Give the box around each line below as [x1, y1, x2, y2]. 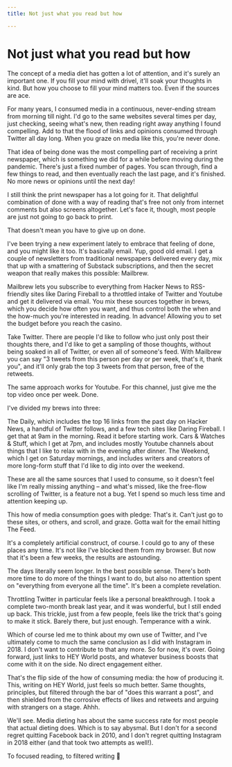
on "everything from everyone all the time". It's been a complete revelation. [7, 581, 222, 589]
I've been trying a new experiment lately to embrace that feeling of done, [7, 239, 215, 248]
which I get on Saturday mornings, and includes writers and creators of [7, 454, 211, 462]
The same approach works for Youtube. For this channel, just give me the [7, 383, 217, 391]
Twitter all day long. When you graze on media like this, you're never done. [7, 134, 220, 142]
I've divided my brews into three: [7, 404, 100, 412]
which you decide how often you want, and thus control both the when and [7, 304, 222, 313]
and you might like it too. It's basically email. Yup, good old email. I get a [7, 247, 213, 255]
